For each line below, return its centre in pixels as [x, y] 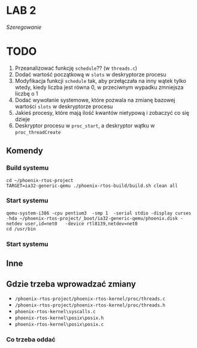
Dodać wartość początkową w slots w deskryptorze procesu [90, 74]
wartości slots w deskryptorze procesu [64, 106]
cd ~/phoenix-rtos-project [40, 180]
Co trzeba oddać [31, 339]
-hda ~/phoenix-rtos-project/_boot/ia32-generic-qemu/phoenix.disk [92, 218]
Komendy [25, 151]
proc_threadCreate [38, 132]
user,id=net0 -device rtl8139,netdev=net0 [81, 224]
